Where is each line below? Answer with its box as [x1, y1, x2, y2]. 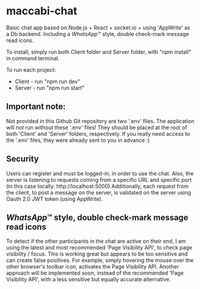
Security [6, 154, 39, 164]
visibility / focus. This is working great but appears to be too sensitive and [6, 250, 188, 258]
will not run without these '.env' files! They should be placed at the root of [6, 124, 187, 131]
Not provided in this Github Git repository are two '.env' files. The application [6, 117, 195, 124]
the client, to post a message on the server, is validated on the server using [6, 188, 191, 196]
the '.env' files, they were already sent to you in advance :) [6, 136, 150, 144]
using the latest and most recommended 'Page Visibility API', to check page [6, 244, 193, 251]
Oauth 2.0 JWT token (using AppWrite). [6, 195, 103, 202]
